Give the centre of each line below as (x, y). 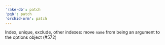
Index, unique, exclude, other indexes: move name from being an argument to (82, 32)
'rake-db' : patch (23, 9)
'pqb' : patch (18, 14)
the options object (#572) (31, 37)
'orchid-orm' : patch (26, 18)
